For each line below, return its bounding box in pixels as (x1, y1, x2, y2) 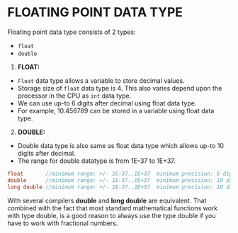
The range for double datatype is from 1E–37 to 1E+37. (17, 157, 176, 165)
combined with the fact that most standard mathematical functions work (7, 203, 218, 212)
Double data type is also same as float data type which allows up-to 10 (17, 141, 225, 149)
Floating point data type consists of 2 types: (7, 28, 136, 36)
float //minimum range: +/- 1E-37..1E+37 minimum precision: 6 (7, 170, 220, 177)
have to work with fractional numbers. (7, 219, 118, 227)
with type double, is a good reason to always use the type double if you (7, 211, 216, 220)
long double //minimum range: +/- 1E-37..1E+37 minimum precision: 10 (7, 183, 223, 191)
